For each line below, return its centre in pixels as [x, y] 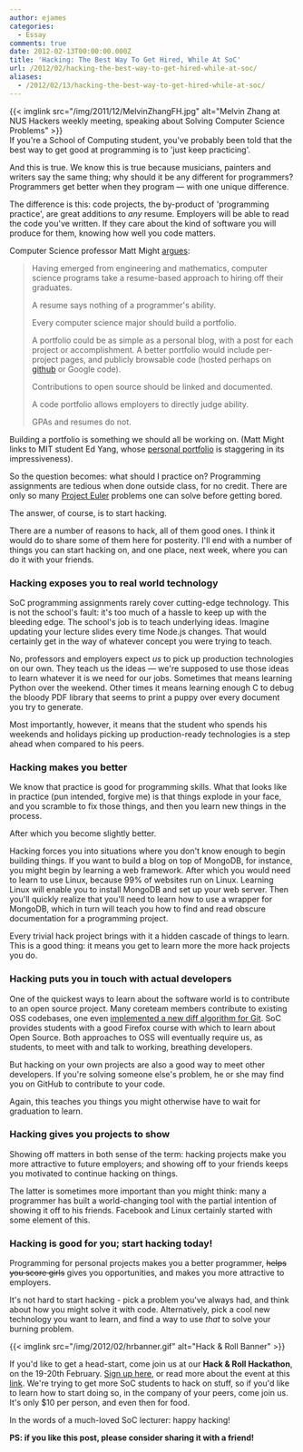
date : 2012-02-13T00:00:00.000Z [70, 52]
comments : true [38, 43]
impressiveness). [41, 458]
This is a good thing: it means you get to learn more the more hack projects [150, 946]
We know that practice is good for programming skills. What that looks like [148, 787]
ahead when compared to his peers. [77, 744]
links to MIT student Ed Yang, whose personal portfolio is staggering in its [147, 449]
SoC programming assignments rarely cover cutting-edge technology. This [149, 602]
